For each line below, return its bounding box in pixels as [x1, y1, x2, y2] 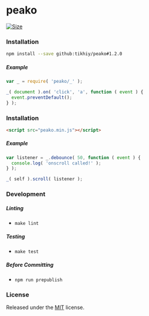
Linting [6, 204, 24, 211]
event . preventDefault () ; [11, 95, 72, 100]
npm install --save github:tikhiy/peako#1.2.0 [6, 51, 122, 57]
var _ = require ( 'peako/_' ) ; [6, 79, 83, 85]
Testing [6, 233, 25, 240]
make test [14, 249, 39, 255]
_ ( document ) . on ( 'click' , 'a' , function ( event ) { [6, 89, 144, 95]
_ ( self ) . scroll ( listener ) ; [6, 176, 83, 182]
